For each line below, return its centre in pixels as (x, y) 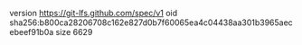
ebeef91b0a (32, 32)
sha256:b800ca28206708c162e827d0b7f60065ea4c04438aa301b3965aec (151, 22)
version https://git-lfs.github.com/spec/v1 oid (94, 13)
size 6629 (74, 32)
